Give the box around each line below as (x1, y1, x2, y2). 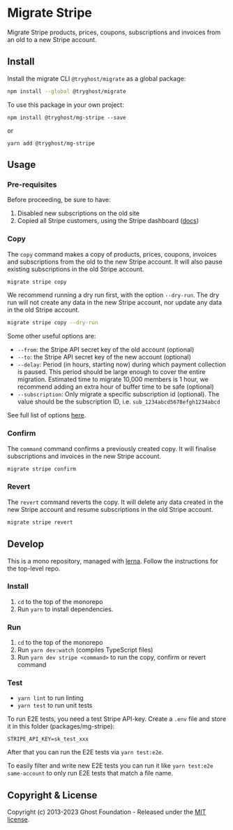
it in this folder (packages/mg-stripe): (7, 722, 115, 731)
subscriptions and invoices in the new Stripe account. (7, 452, 162, 460)
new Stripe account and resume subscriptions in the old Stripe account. (7, 505, 214, 513)
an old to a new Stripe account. (7, 35, 97, 43)
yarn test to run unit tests (17, 701, 93, 710)
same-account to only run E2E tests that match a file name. (7, 769, 173, 778)
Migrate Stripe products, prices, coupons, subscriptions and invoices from (7, 28, 221, 36)
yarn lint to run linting (17, 694, 84, 702)
